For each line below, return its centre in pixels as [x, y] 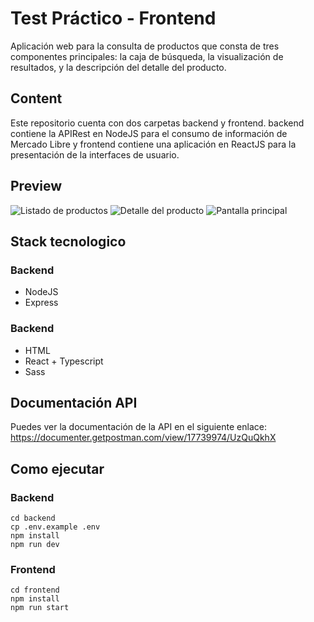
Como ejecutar [57, 468]
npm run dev [35, 545]
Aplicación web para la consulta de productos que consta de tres [145, 46]
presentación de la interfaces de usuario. [95, 154]
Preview [36, 186]
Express [41, 303]
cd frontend [35, 590]
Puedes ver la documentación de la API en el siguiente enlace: [138, 427]
